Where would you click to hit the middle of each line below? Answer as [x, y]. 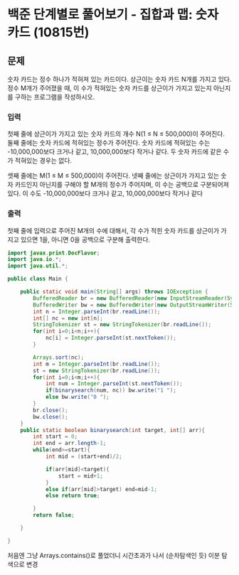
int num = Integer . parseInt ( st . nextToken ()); [114, 384]
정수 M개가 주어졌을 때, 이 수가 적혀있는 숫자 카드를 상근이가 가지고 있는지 [110, 88]
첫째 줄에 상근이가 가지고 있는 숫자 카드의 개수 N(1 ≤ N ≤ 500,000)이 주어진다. [116, 134]
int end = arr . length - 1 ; [70, 444]
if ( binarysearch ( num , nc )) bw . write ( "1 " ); [111, 391]
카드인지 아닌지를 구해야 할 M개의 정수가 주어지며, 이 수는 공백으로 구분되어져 [122, 185]
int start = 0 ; [55, 437]
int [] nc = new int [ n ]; [68, 318]
